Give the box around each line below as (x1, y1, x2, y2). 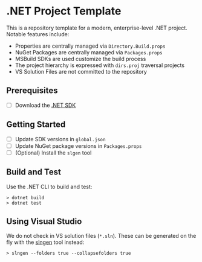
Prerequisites (6, 86, 58, 96)
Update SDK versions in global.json (15, 135, 106, 142)
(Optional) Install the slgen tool (15, 149, 92, 156)
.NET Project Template (6, 4, 122, 18)
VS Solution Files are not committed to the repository (15, 68, 147, 75)
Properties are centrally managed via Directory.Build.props (15, 42, 166, 50)
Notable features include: (6, 30, 70, 37)
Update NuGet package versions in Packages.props (15, 142, 142, 149)
